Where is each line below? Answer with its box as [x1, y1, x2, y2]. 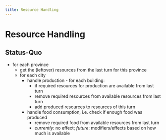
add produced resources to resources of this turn [34, 104, 135, 110]
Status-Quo [5, 48, 42, 57]
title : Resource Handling [5, 7, 58, 12]
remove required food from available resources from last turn [34, 120, 160, 126]
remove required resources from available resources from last [34, 93, 161, 99]
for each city [19, 72, 46, 78]
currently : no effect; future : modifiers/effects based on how [34, 125, 156, 131]
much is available [34, 130, 70, 136]
